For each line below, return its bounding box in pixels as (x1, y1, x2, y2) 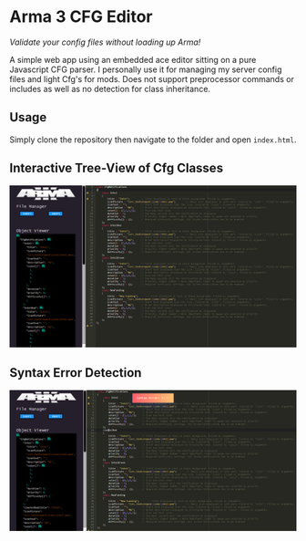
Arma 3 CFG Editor (9, 6, 153, 27)
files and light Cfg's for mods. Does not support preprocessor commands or (9, 73, 294, 84)
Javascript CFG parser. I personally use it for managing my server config (9, 64, 282, 75)
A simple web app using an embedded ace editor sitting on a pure (9, 54, 257, 65)
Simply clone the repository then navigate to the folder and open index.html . (9, 134, 297, 145)
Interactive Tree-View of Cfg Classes (9, 161, 224, 176)
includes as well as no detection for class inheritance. (9, 83, 211, 94)
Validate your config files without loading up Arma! (9, 36, 201, 47)
